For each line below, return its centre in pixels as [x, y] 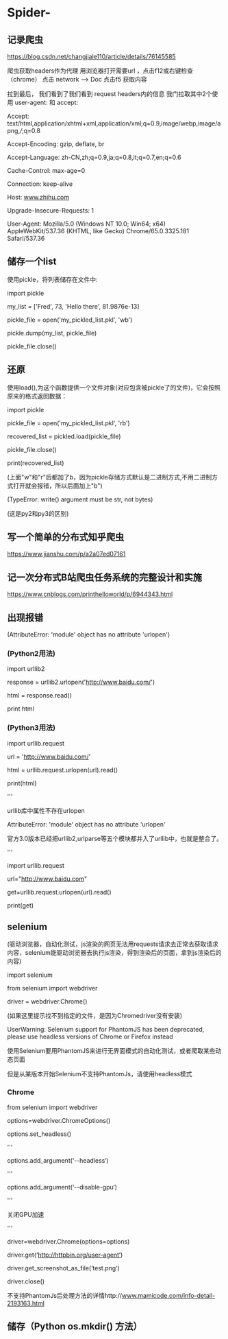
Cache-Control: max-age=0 [46, 170]
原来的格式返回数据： [37, 396]
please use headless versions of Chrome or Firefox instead [90, 1036]
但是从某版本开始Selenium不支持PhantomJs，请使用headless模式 [100, 1074]
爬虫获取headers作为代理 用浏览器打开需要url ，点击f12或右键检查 [100, 71]
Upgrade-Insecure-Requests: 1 [51, 210]
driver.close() [26, 1281]
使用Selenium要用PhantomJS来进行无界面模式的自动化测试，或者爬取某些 [111, 1051]
